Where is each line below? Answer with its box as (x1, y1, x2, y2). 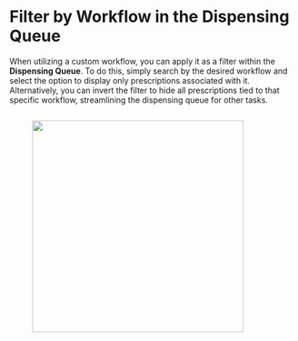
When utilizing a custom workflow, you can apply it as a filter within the (9, 55, 275, 66)
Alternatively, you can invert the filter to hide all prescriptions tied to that (9, 85, 280, 95)
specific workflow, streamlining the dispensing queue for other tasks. (9, 94, 268, 105)
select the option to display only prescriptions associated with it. (9, 75, 251, 85)
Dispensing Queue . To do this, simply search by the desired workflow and (9, 65, 288, 76)
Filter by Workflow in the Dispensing (9, 6, 290, 27)
